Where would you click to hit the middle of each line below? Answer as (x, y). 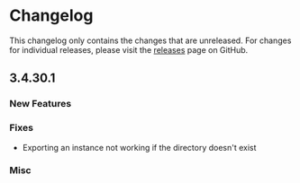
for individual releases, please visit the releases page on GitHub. (129, 49)
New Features (41, 104)
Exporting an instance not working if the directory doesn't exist (139, 147)
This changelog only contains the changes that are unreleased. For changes (150, 40)
